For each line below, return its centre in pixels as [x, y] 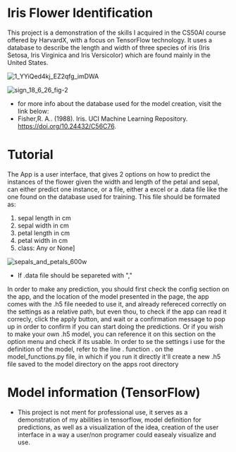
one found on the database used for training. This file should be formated [114, 196]
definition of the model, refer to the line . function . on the [91, 349]
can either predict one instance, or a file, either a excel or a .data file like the [118, 189]
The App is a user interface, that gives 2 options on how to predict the [109, 174]
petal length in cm [44, 233]
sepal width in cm [43, 225]
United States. [28, 62]
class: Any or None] [46, 248]
